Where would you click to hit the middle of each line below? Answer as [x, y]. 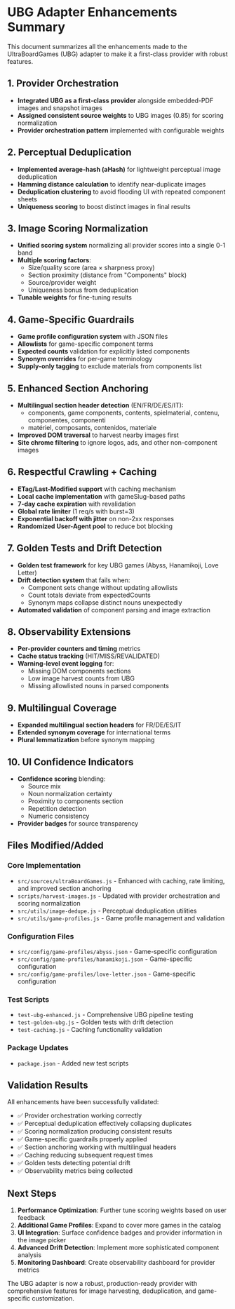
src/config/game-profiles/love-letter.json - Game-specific [106, 974]
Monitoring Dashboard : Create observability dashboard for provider [116, 1263]
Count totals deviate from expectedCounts [89, 595]
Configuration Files [41, 936]
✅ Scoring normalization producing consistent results [95, 1132]
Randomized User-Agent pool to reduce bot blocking [95, 526]
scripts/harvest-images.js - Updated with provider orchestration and [119, 896]
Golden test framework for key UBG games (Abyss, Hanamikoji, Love [118, 565]
